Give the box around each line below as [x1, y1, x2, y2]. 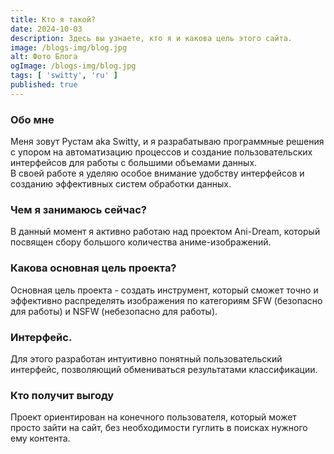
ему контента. [10, 432, 71, 445]
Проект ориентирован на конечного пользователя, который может [10, 411, 297, 423]
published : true [10, 80, 78, 90]
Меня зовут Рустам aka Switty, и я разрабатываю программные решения [10, 136, 325, 148]
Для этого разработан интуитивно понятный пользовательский [10, 352, 283, 365]
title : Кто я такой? [10, 14, 97, 25]
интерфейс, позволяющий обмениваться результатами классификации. [10, 363, 318, 375]
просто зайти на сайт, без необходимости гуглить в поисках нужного [10, 422, 308, 434]
